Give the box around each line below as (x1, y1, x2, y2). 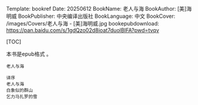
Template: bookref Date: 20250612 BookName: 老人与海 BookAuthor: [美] (6, 5, 187, 12)
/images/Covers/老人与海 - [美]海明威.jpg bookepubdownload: (6, 20, 159, 27)
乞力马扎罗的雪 (6, 94, 38, 100)
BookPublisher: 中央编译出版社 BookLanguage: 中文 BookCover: (17, 12, 176, 20)
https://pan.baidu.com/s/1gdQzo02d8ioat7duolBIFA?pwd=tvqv (6, 27, 159, 34)
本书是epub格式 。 (6, 50, 52, 58)
